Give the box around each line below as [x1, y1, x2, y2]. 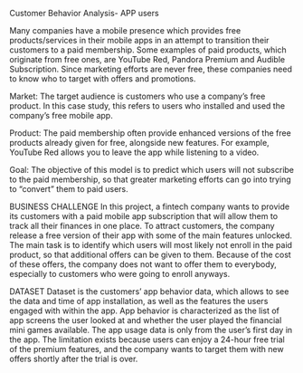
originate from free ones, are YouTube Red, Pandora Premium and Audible [9, 54, 286, 64]
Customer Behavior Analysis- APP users [9, 8, 160, 18]
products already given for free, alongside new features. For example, [9, 138, 270, 148]
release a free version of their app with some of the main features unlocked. [9, 230, 292, 241]
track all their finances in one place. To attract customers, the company [9, 221, 275, 231]
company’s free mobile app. [9, 110, 113, 120]
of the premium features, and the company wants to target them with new [9, 344, 284, 354]
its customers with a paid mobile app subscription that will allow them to [9, 211, 279, 221]
